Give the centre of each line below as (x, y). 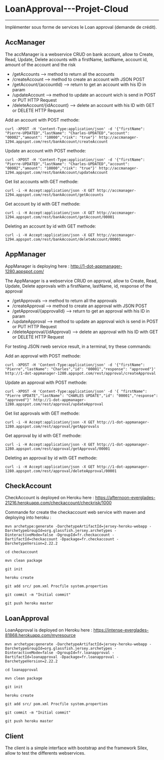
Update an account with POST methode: (46, 150)
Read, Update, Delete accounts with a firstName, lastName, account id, (76, 59)
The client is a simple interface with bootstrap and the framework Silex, (77, 748)
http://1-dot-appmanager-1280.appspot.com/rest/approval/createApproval (81, 373)
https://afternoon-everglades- (125, 498)
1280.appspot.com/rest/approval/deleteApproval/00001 (61, 471)
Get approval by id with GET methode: (43, 435)
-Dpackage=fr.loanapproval (87, 657)
